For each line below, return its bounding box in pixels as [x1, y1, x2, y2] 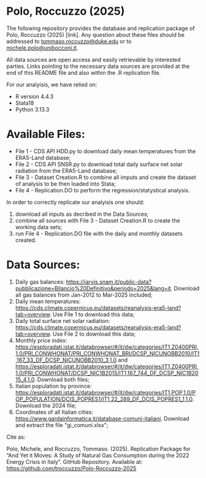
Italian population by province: [15, 382, 92, 390]
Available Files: [6, 127, 86, 142]
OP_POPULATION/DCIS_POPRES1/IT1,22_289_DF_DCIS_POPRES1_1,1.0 [15, 395, 193, 403]
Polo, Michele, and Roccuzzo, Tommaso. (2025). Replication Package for [6, 445, 191, 452]
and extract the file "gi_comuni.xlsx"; [15, 421, 109, 428]
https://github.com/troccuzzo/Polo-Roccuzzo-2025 [6, 465, 137, 472]
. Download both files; [34, 376, 90, 383]
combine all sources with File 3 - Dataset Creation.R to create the [15, 216, 180, 224]
